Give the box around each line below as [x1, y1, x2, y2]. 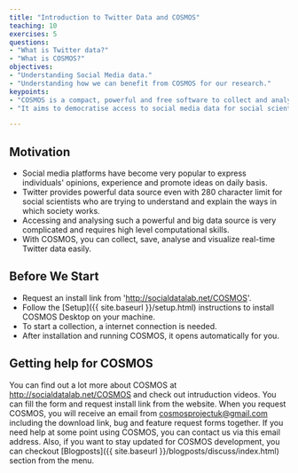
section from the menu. [9, 454, 95, 466]
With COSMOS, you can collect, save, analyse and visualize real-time [21, 234, 276, 245]
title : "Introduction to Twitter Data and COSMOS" [9, 12, 200, 22]
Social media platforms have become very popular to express [21, 168, 247, 178]
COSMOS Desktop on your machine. [21, 311, 156, 322]
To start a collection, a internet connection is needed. [21, 320, 217, 331]
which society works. [21, 206, 100, 217]
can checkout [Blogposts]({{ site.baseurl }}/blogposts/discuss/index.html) [9, 445, 279, 456]
